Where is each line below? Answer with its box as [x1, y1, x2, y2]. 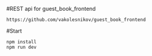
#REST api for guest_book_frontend [6, 5, 96, 12]
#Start [6, 27, 23, 34]
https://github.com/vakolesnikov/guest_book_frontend [6, 17, 147, 23]
